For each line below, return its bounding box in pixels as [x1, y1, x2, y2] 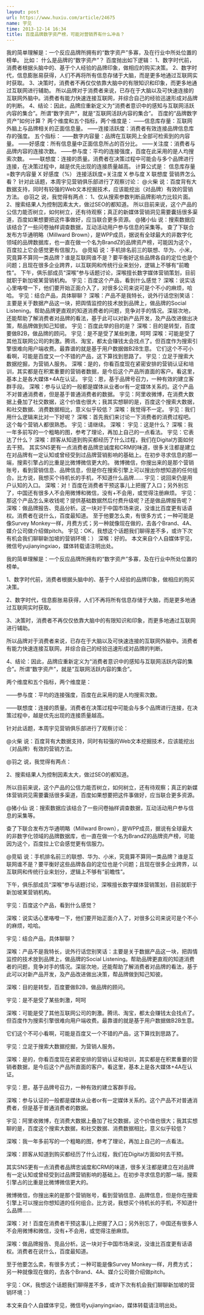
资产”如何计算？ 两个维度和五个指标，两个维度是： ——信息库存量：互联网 [6, 117, 193, 125]
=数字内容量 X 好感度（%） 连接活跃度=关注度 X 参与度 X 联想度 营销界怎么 [6, 171, 196, 178]
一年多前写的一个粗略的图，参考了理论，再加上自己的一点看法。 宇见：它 [6, 429, 189, 436]
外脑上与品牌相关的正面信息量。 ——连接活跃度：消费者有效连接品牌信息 [6, 125, 189, 132]
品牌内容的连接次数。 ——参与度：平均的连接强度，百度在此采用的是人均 [6, 148, 189, 155]
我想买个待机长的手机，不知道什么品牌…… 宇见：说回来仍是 [38, 474, 188, 482]
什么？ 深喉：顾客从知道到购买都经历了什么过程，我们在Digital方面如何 [16, 436, 194, 443]
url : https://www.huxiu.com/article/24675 [6, 15, 115, 21]
